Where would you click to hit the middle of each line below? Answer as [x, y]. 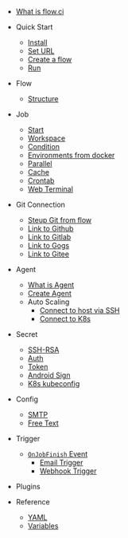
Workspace [47, 138]
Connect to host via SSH [80, 310]
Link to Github [50, 228]
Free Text [43, 423]
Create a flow [50, 59]
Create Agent [49, 293]
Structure [43, 99]
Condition [44, 146]
